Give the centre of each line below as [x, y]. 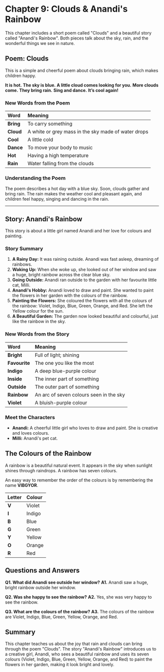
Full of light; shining [57, 355]
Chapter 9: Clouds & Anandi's [66, 9]
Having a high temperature [58, 156]
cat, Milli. [21, 285]
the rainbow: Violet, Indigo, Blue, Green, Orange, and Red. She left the [82, 306]
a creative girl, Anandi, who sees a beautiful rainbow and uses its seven [77, 654]
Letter [15, 497]
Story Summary [24, 249]
